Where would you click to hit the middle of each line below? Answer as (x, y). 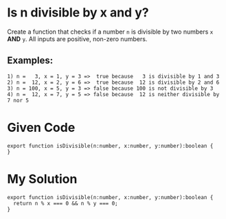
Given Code (41, 127)
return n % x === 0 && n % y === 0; (66, 203)
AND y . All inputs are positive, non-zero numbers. (77, 38)
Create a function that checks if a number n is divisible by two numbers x (110, 32)
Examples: (30, 61)
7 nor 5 (18, 100)
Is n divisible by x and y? (78, 13)
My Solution (42, 179)
